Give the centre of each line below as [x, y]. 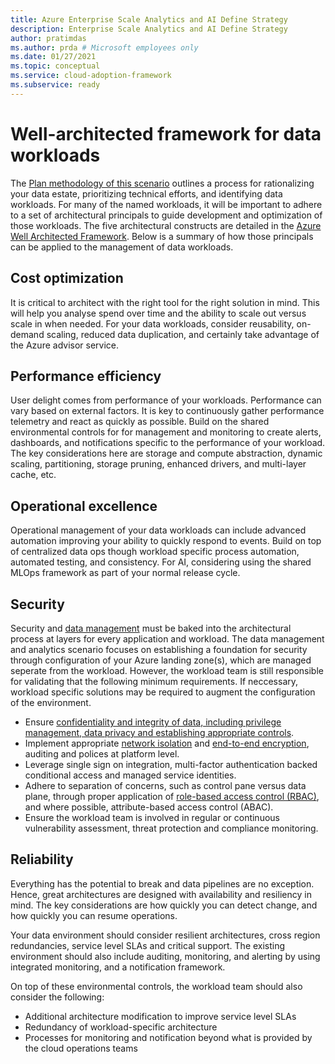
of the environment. [51, 702]
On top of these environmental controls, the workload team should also [156, 986]
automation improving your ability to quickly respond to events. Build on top [166, 541]
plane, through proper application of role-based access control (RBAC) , [172, 796]
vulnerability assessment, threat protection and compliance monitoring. [171, 828]
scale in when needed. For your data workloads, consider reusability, [152, 323]
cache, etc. [33, 475]
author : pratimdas [48, 38]
